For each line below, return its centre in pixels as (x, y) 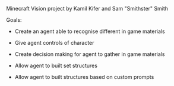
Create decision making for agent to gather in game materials (90, 54)
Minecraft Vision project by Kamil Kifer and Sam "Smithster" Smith (87, 9)
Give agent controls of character (54, 43)
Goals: (14, 20)
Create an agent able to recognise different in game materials (90, 31)
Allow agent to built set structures (56, 65)
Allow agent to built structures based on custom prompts (84, 77)
